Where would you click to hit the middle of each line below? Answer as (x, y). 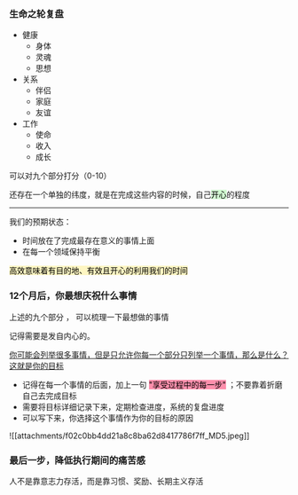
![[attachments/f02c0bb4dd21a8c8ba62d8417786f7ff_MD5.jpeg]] (129, 436)
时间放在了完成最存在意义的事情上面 (88, 240)
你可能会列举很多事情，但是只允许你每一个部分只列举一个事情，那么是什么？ (149, 354)
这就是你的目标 (36, 365)
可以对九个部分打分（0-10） (60, 176)
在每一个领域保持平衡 (61, 252)
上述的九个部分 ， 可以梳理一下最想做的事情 (89, 317)
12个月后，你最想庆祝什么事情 (73, 296)
